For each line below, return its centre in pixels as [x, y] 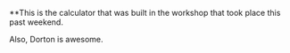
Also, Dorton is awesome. [57, 39]
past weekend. [37, 22]
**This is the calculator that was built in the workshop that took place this [145, 13]
